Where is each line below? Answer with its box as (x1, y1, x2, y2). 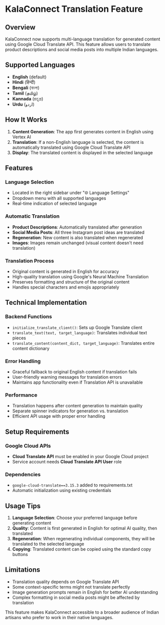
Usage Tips (5, 501, 41, 510)
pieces (12, 335, 26, 341)
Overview (5, 23, 36, 32)
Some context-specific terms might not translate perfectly (12, 584, 131, 590)
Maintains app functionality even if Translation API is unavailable (12, 379, 143, 385)
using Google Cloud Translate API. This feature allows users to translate (5, 41, 151, 47)
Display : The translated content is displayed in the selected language (12, 149, 153, 156)
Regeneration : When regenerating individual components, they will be (12, 535, 155, 541)
